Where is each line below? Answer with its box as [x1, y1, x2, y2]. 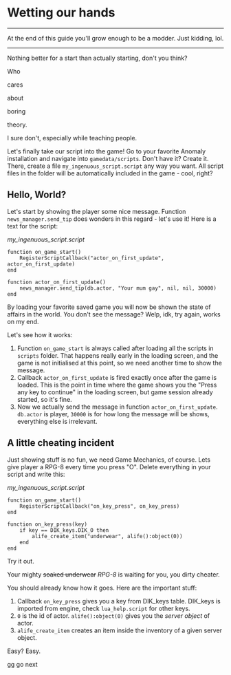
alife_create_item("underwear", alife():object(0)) [32, 533, 184, 539]
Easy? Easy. [7, 647, 41, 655]
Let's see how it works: [7, 330, 73, 339]
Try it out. [7, 557, 34, 565]
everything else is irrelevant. [16, 417, 98, 425]
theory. [7, 120, 27, 129]
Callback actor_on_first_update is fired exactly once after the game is [16, 373, 217, 381]
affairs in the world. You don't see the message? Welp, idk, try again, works [7, 310, 221, 318]
